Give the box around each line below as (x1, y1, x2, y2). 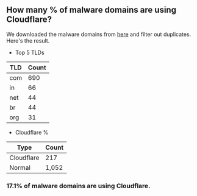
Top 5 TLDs (15, 49, 45, 56)
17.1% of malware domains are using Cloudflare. (6, 181, 151, 190)
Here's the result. (6, 37, 50, 44)
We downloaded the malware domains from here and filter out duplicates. (6, 30, 192, 38)
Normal (9, 163, 30, 172)
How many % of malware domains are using (6, 5, 177, 15)
